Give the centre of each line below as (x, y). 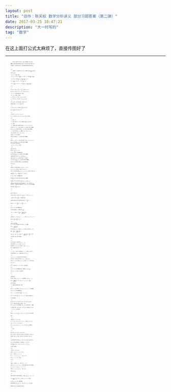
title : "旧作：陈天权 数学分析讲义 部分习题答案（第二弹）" (62, 16)
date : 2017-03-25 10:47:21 (34, 21)
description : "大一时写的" (32, 27)
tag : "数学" (17, 32)
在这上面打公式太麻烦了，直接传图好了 (45, 48)
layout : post (19, 11)
